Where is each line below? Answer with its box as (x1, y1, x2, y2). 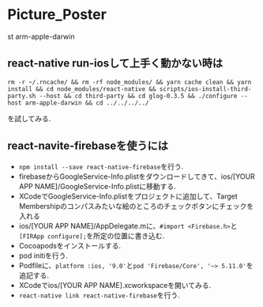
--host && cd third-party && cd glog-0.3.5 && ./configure (39, 92, 238, 100)
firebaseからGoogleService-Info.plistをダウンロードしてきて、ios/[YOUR (18, 172, 256, 181)
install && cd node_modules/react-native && (7, 85, 156, 93)
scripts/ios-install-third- (159, 85, 252, 93)
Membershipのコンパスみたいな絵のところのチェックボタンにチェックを (18, 201, 254, 210)
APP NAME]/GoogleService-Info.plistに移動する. (18, 181, 177, 191)
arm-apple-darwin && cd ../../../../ (24, 99, 149, 107)
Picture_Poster (7, 6, 107, 24)
